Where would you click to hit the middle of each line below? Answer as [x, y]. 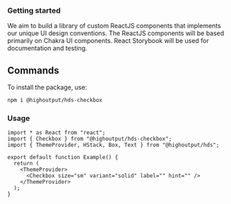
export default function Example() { [63, 158]
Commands [34, 70]
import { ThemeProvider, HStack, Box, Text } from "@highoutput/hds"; [113, 145]
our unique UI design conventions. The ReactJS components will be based [116, 33]
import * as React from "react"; [57, 133]
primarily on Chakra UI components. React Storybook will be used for [108, 41]
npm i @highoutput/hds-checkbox [55, 101]
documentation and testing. [47, 49]
